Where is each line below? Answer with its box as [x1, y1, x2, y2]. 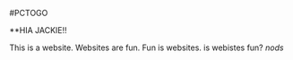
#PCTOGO [9, 8, 48, 18]
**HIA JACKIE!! [9, 25, 67, 35]
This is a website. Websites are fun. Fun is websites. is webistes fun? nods [9, 42, 284, 53]
